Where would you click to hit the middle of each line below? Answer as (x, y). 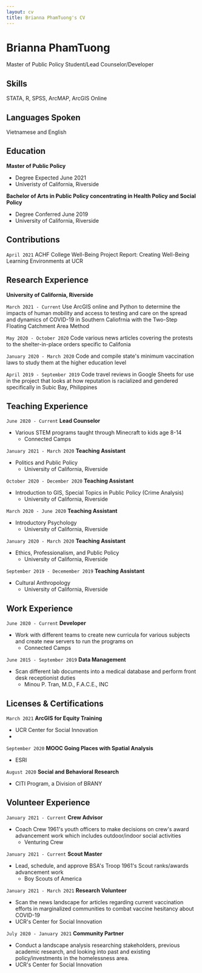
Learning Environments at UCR (45, 261)
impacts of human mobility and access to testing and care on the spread (97, 313)
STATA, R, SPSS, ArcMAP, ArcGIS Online (57, 99)
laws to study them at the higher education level (66, 362)
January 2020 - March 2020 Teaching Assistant (66, 541)
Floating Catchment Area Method (48, 326)
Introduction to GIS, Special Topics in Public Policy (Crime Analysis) (99, 493)
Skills (17, 84)
